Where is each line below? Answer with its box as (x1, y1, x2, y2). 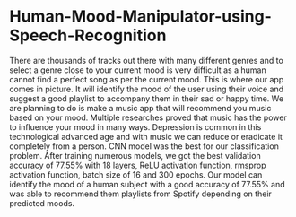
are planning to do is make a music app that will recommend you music (9, 102, 272, 113)
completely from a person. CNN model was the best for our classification (9, 141, 280, 152)
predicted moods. (9, 197, 74, 208)
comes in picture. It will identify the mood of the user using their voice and (9, 83, 284, 94)
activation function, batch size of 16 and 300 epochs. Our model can (9, 169, 263, 180)
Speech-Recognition (9, 25, 167, 46)
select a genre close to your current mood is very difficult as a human (9, 65, 266, 75)
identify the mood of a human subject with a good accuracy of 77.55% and (9, 178, 285, 189)
